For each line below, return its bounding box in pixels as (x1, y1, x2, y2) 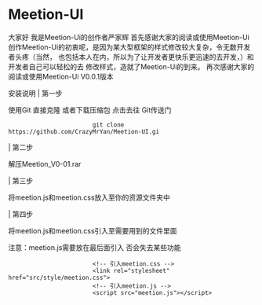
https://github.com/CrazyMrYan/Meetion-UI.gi (8, 127, 159, 135)
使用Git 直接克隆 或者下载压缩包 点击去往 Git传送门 (8, 105, 172, 115)
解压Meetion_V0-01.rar (8, 159, 82, 168)
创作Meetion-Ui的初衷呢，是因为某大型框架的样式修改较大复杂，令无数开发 (8, 42, 251, 52)
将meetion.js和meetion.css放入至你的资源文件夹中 (8, 193, 171, 202)
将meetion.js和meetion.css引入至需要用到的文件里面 (8, 226, 178, 235)
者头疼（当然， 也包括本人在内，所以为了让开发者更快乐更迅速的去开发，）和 (8, 52, 254, 61)
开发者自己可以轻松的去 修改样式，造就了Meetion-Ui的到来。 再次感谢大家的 (8, 61, 255, 72)
